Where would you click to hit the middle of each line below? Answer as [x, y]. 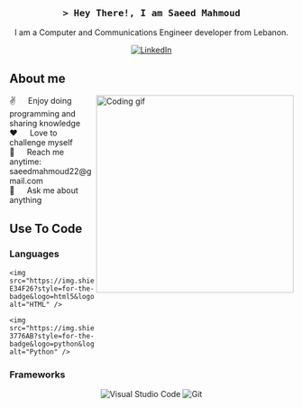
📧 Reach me [37, 153]
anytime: [26, 162]
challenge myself [41, 143]
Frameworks [37, 375]
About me [37, 78]
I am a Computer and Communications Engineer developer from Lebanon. [151, 32]
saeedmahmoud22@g [50, 172]
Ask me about [52, 190]
